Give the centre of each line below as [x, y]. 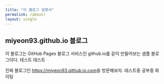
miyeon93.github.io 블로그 [46, 40]
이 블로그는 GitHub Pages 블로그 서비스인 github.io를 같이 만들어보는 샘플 [77, 53]
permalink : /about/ [25, 14]
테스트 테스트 [32, 60]
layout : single [21, 19]
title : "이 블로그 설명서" [29, 10]
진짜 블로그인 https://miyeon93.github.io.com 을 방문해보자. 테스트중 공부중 [79, 70]
